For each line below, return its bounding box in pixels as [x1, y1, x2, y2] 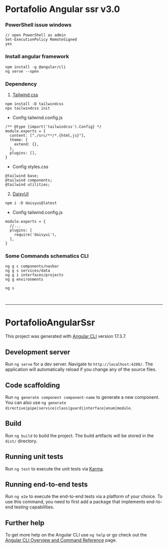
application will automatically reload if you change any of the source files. [5, 366, 156, 372]
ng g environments [5, 277, 43, 282]
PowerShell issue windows [5, 22, 72, 29]
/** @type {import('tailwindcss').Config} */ [5, 124, 101, 130]
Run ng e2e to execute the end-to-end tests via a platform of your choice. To [5, 493, 163, 499]
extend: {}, [14, 142, 39, 147]
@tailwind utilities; [5, 182, 50, 187]
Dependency [5, 80, 37, 87]
